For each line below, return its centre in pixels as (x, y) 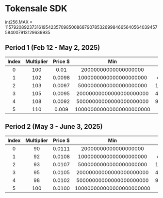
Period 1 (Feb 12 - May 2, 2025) (53, 48)
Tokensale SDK (36, 9)
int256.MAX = (19, 22)
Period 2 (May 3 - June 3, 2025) (54, 127)
